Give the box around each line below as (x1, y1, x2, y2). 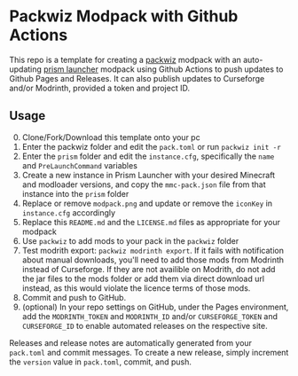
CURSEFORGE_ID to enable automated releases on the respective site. (21, 320, 268, 331)
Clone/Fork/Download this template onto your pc (21, 131, 201, 143)
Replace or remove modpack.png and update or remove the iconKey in (21, 198, 273, 208)
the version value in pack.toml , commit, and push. (9, 356, 192, 367)
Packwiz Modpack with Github (9, 6, 239, 27)
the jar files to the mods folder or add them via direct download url (21, 273, 264, 284)
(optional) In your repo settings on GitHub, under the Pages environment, (21, 302, 289, 312)
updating (9, 64, 43, 74)
